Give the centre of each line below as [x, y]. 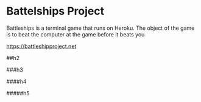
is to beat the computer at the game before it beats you [76, 34]
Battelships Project [55, 11]
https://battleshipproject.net [41, 46]
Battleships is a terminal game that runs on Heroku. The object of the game [100, 28]
